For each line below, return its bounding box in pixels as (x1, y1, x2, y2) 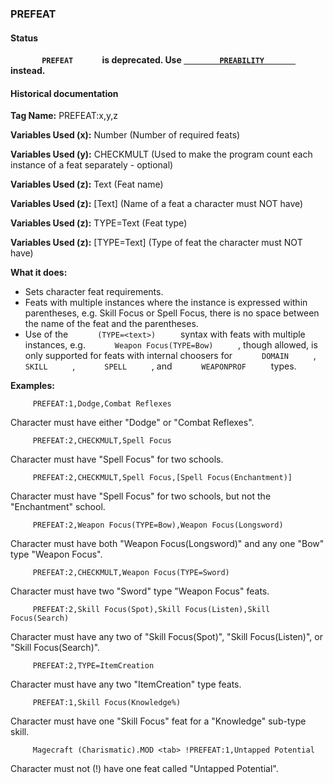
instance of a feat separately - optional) (10, 159, 174, 171)
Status (10, 32, 39, 44)
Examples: (10, 380, 55, 392)
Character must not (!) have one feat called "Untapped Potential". (10, 763, 279, 775)
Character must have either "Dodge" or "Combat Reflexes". (10, 417, 255, 429)
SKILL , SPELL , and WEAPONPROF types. (24, 360, 297, 372)
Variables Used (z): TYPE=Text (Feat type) (10, 217, 188, 229)
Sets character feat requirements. (24, 286, 164, 298)
